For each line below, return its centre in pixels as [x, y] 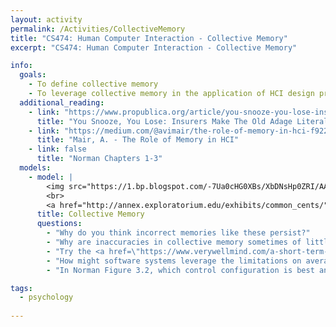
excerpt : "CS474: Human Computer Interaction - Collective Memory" [154, 47]
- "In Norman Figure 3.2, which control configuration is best [180, 270]
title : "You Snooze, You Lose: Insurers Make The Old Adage [164, 121]
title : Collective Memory [90, 214]
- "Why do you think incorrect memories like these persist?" [178, 233]
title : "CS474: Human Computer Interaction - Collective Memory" [149, 38]
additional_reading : [62, 102]
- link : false [57, 149]
